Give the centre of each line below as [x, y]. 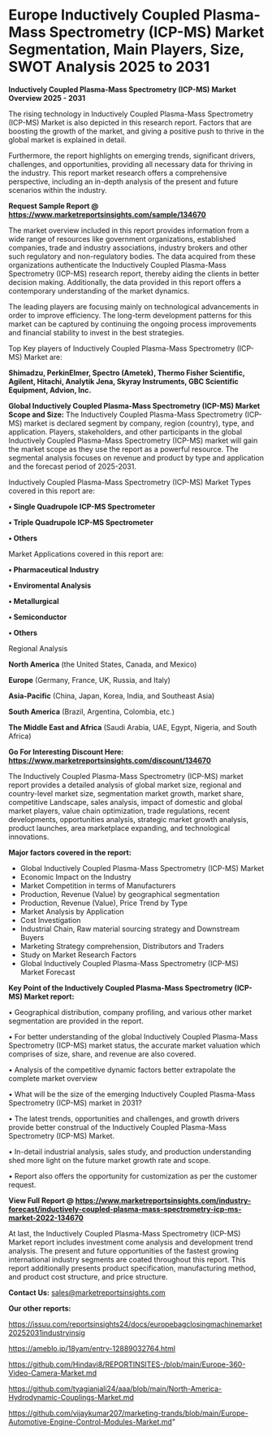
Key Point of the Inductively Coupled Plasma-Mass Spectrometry [121, 987]
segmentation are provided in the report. [76, 1021]
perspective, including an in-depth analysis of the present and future [123, 182]
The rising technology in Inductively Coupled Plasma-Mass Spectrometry [131, 114]
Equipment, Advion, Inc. [50, 390]
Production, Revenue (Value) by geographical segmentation [120, 894]
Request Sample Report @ [54, 206]
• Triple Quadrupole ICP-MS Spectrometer [81, 522]
